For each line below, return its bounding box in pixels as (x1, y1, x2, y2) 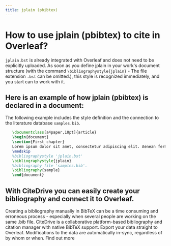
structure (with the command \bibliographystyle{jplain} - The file (5, 68, 147, 74)
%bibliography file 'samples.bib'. (12, 163, 88, 168)
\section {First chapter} (12, 139, 65, 145)
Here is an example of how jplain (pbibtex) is (5, 93, 149, 102)
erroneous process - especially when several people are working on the (5, 213, 156, 219)
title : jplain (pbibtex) (5, 7, 58, 13)
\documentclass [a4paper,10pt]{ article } (12, 130, 97, 135)
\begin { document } (12, 135, 49, 140)
